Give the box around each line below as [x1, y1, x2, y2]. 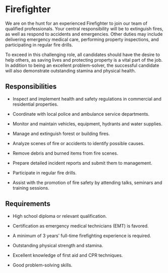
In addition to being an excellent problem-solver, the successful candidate [5, 62, 159, 68]
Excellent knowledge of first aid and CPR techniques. [12, 252, 123, 258]
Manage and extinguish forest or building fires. [12, 130, 110, 136]
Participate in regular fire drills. [12, 169, 77, 175]
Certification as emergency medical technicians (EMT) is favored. [12, 222, 149, 229]
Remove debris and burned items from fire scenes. [12, 150, 119, 156]
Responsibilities [5, 82, 57, 91]
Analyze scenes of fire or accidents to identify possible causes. [12, 140, 145, 146]
